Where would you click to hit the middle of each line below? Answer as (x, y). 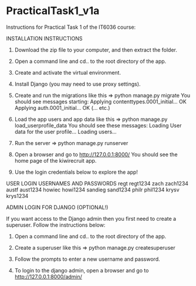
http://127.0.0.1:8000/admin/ (48, 277)
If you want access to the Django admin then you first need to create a (91, 218)
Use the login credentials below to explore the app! (76, 172)
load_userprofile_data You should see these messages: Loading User (98, 125)
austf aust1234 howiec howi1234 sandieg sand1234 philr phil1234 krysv (93, 190)
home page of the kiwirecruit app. (55, 160)
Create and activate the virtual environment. (68, 72)
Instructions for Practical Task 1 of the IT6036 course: (71, 27)
